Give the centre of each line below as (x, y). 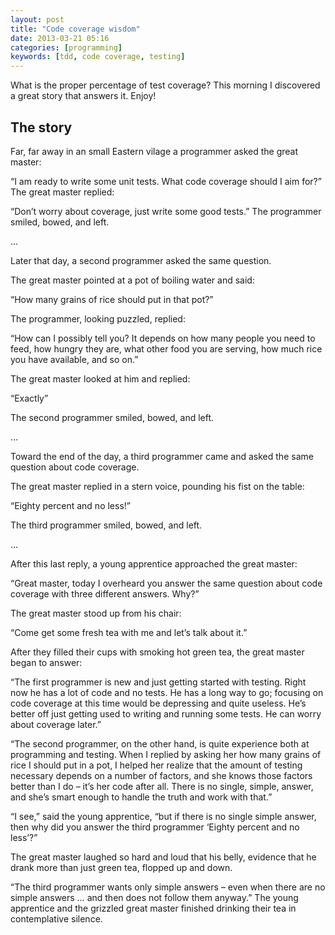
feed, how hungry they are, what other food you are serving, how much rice (166, 348)
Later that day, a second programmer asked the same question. (141, 260)
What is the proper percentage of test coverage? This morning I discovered (165, 85)
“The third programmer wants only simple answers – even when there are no (168, 887)
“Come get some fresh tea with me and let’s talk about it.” (129, 632)
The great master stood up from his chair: (96, 613)
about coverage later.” (56, 724)
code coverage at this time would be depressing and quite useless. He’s (158, 703)
